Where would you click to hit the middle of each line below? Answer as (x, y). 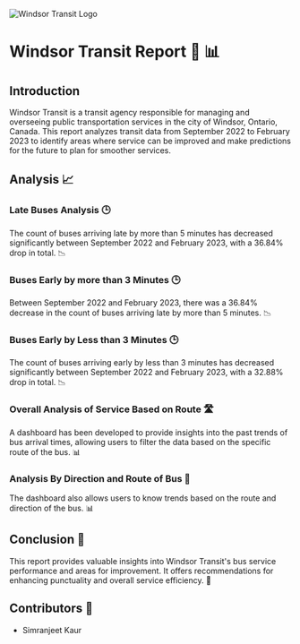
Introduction (45, 91)
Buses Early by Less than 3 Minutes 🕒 (94, 339)
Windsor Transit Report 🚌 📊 (115, 52)
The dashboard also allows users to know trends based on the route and (143, 498)
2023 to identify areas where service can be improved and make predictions (150, 141)
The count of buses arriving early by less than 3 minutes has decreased (142, 363)
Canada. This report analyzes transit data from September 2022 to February (150, 131)
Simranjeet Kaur (52, 630)
